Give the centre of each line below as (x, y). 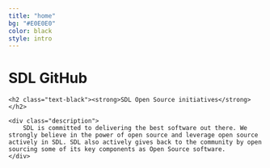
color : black (30, 31)
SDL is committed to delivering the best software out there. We (135, 128)
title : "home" (32, 16)
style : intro (30, 38)
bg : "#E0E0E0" (32, 23)
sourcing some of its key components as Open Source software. (117, 149)
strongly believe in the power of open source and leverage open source (133, 135)
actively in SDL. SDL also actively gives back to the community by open (135, 142)
